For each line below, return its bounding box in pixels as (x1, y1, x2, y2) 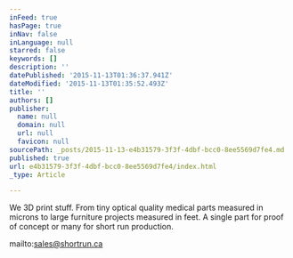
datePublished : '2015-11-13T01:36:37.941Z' (9, 71, 174, 80)
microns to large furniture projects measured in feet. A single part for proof (9, 212, 284, 222)
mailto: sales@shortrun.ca (9, 238, 103, 249)
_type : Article (9, 170, 66, 179)
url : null (17, 129, 53, 138)
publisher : (9, 104, 50, 113)
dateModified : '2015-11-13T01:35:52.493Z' (9, 79, 169, 88)
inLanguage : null (9, 37, 74, 47)
